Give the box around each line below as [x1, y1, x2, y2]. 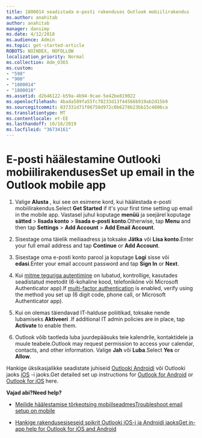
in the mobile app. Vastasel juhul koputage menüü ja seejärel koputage [14, 211, 191, 218]
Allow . [14, 352, 32, 360]
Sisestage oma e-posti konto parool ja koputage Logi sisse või [14, 253, 170, 261]
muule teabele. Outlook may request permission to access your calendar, [14, 340, 194, 347]
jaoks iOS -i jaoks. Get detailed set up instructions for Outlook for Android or [6, 370, 194, 378]
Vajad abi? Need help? [6, 389, 62, 396]
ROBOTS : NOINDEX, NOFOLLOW [6, 48, 74, 54]
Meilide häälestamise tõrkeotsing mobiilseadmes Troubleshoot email [14, 401, 183, 408]
